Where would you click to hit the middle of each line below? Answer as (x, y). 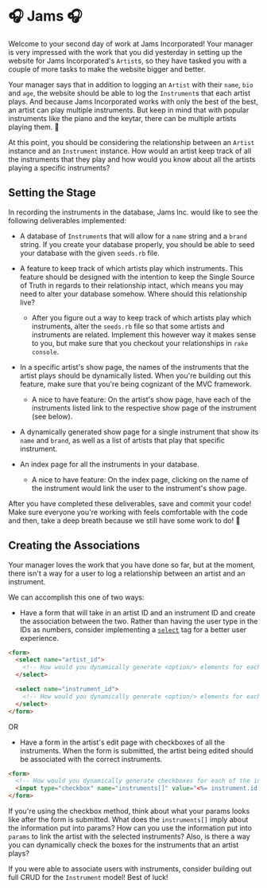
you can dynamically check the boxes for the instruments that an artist (124, 845)
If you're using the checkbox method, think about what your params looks (129, 811)
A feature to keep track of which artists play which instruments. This (132, 268)
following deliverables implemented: (68, 220)
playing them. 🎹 (34, 127)
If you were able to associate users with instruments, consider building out (130, 869)
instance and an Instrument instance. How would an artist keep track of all (130, 151)
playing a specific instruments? (59, 167)
